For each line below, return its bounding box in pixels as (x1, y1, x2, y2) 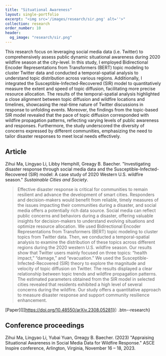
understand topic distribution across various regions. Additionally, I (5, 75, 143, 81)
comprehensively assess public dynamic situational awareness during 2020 (5, 54, 161, 60)
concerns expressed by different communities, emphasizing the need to (5, 128, 153, 134)
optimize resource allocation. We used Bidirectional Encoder (17, 223, 141, 229)
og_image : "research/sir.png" (9, 35, 72, 40)
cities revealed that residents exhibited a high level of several (17, 281, 143, 287)
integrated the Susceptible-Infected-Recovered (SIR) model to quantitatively (5, 80, 162, 86)
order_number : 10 (5, 26, 41, 31)
